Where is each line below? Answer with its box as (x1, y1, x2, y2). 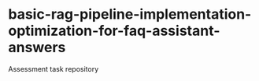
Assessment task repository (8, 64, 99, 73)
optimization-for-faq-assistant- (8, 22, 220, 40)
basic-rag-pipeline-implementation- (8, 5, 252, 23)
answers (8, 39, 66, 56)
